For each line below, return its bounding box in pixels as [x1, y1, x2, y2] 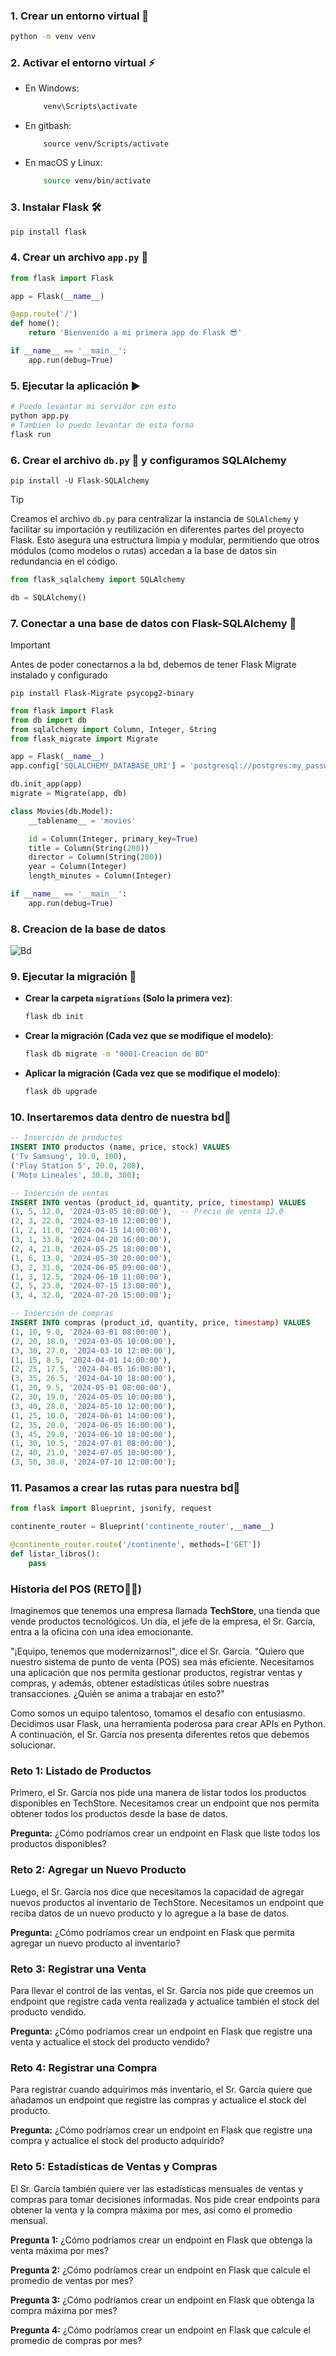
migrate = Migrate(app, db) [10, 789, 128, 799]
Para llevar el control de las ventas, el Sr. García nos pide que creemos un [10, 1984, 314, 1996]
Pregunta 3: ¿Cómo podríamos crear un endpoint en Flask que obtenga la [10, 2294, 315, 2306]
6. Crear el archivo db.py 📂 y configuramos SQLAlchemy [10, 453, 287, 467]
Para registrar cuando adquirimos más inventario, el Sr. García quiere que [10, 2084, 313, 2096]
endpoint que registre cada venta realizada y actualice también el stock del [10, 1995, 320, 2007]
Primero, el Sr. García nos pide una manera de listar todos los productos [10, 1787, 307, 1799]
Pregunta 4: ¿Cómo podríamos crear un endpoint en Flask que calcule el [10, 2324, 311, 2336]
